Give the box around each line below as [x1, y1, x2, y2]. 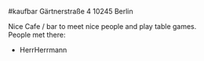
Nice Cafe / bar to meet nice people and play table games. [8, 22, 197, 30]
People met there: [8, 30, 66, 39]
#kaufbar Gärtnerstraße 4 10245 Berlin [8, 7, 133, 16]
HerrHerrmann [19, 45, 67, 54]
